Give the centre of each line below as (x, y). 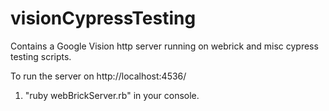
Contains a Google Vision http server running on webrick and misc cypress (164, 46)
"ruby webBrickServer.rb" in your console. (112, 95)
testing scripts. (41, 56)
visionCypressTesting (103, 18)
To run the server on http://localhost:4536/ (98, 76)
